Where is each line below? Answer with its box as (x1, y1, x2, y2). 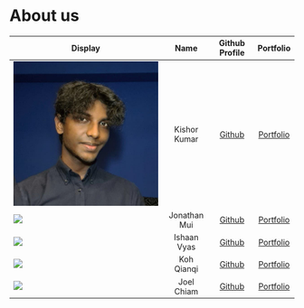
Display (71, 42, 101, 53)
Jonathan (168, 210, 204, 220)
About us (9, 5, 80, 26)
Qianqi (174, 264, 199, 275)
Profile (219, 47, 245, 59)
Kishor (174, 124, 199, 135)
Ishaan (173, 232, 199, 243)
